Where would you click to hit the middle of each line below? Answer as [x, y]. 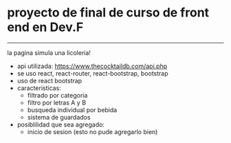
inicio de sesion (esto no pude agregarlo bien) [92, 131]
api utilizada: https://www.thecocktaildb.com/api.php [92, 66]
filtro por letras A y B [57, 102]
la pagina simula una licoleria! [49, 52]
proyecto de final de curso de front [108, 13]
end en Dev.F [45, 27]
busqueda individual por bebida [72, 110]
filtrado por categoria [57, 95]
